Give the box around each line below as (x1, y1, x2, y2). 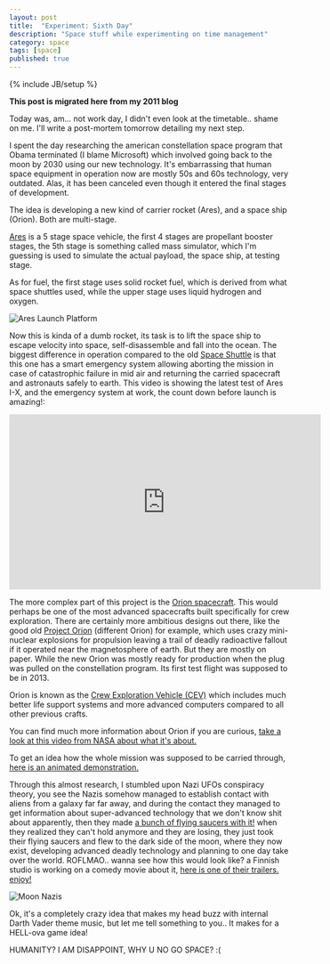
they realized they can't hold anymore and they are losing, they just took (9, 827, 274, 837)
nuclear (9, 635, 37, 645)
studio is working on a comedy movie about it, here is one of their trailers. (9, 864, 279, 875)
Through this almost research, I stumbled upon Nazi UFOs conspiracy (9, 780, 265, 790)
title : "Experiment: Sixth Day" (9, 21, 133, 30)
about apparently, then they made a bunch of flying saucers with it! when (9, 817, 278, 828)
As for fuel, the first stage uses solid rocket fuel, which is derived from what (9, 277, 287, 288)
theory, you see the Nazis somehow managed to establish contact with (9, 789, 270, 799)
